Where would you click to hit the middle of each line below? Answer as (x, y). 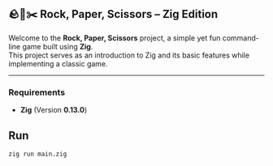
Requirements (37, 92)
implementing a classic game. (58, 63)
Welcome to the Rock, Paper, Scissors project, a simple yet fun (115, 38)
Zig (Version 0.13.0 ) (54, 110)
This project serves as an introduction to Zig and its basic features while (129, 55)
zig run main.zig (38, 154)
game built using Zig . (58, 46)
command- (241, 38)
